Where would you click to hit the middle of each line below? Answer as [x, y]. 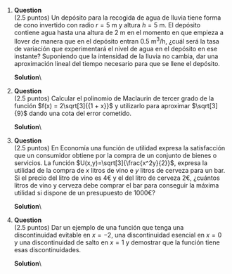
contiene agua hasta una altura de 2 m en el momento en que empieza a [118, 32]
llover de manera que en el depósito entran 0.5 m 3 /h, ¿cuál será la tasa [116, 40]
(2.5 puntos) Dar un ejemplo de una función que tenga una [99, 227]
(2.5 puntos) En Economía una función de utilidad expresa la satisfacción [120, 148]
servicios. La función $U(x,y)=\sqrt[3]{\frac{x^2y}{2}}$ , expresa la [111, 163]
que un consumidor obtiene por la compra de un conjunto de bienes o [115, 155]
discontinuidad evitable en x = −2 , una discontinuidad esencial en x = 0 [118, 235]
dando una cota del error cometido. [80, 113]
